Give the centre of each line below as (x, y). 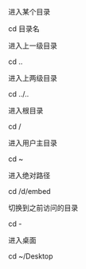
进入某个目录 (29, 12)
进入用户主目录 (33, 143)
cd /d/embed (29, 191)
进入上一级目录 (33, 45)
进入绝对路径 (29, 175)
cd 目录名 (24, 29)
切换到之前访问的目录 (43, 208)
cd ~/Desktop (31, 256)
